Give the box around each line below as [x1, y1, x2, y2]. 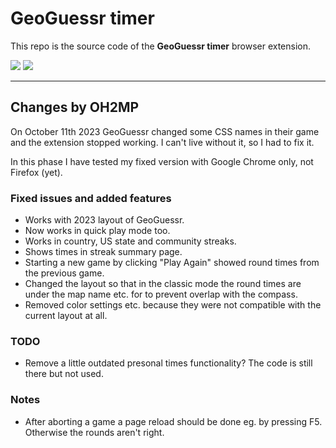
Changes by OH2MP [10, 99, 140, 116]
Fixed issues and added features [10, 191, 172, 205]
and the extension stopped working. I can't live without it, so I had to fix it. [10, 136, 315, 148]
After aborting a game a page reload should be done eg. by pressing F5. [24, 415, 323, 427]
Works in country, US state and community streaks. [24, 235, 237, 247]
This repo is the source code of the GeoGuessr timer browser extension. [10, 40, 312, 52]
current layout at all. [24, 310, 108, 322]
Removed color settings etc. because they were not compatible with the [24, 299, 322, 311]
